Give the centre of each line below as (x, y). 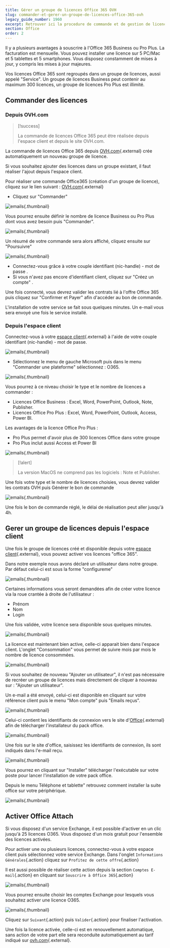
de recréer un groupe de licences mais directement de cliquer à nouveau (81, 680)
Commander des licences (46, 100)
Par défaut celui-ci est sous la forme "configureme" (59, 569)
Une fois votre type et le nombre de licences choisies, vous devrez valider (82, 482)
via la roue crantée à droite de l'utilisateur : (50, 594)
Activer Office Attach (39, 816)
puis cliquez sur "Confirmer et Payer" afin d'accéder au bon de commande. (84, 297)
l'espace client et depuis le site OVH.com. (61, 141)
